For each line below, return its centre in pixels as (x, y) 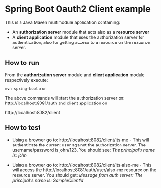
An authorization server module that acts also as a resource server (81, 32)
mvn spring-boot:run (26, 89)
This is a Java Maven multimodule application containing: (63, 22)
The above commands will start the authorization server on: (65, 98)
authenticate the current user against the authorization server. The (79, 145)
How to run (22, 63)
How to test (23, 128)
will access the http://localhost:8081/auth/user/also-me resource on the (84, 170)
